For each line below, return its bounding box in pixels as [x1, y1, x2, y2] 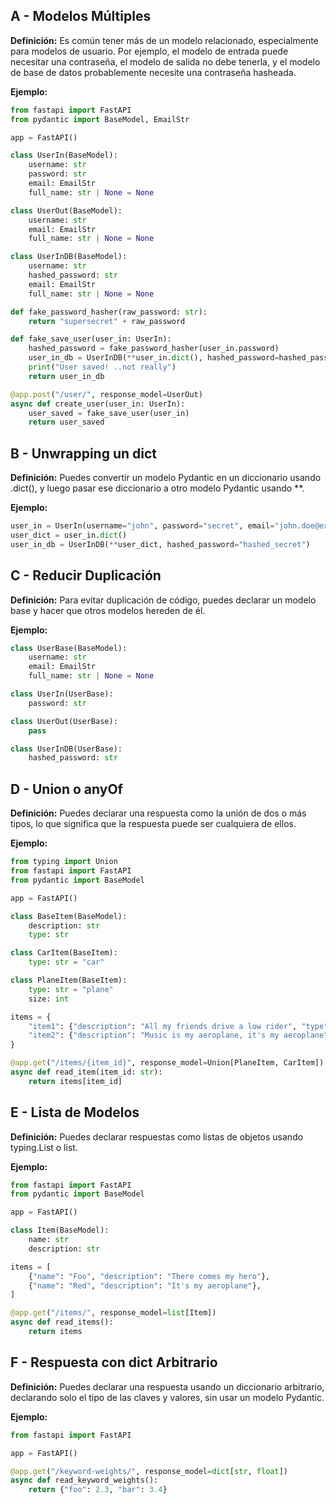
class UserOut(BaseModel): [10, 205, 123, 216]
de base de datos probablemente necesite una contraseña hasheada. [10, 66, 297, 78]
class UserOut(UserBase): [10, 716, 118, 726]
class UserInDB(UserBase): [10, 744, 123, 754]
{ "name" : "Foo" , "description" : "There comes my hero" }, [28, 1271, 271, 1281]
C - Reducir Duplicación [10, 567, 162, 584]
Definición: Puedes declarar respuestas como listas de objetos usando [10, 1130, 304, 1143]
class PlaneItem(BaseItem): [10, 975, 128, 985]
